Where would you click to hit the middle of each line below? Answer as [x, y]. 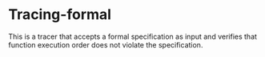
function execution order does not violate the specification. [106, 44]
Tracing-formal [60, 15]
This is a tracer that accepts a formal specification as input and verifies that [133, 36]
